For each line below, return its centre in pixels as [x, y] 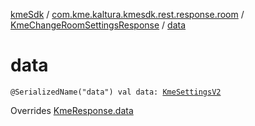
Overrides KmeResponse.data [72, 110]
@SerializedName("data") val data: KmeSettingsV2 [116, 92]
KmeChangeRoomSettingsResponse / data [98, 25]
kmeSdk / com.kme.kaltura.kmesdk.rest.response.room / [127, 14]
